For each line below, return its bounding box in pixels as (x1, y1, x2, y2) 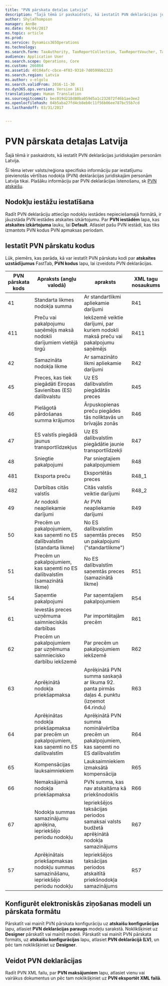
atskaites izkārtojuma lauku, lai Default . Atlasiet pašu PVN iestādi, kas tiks (5, 222, 160, 228)
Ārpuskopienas (83, 401, 119, 408)
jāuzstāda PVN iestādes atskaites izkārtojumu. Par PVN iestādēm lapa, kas (5, 216, 160, 222)
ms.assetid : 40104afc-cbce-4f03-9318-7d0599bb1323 (5, 68, 113, 73)
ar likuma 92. (83, 679, 115, 686)
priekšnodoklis (83, 791, 118, 798)
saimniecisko (34, 651, 65, 659)
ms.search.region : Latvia (5, 73, 59, 78)
